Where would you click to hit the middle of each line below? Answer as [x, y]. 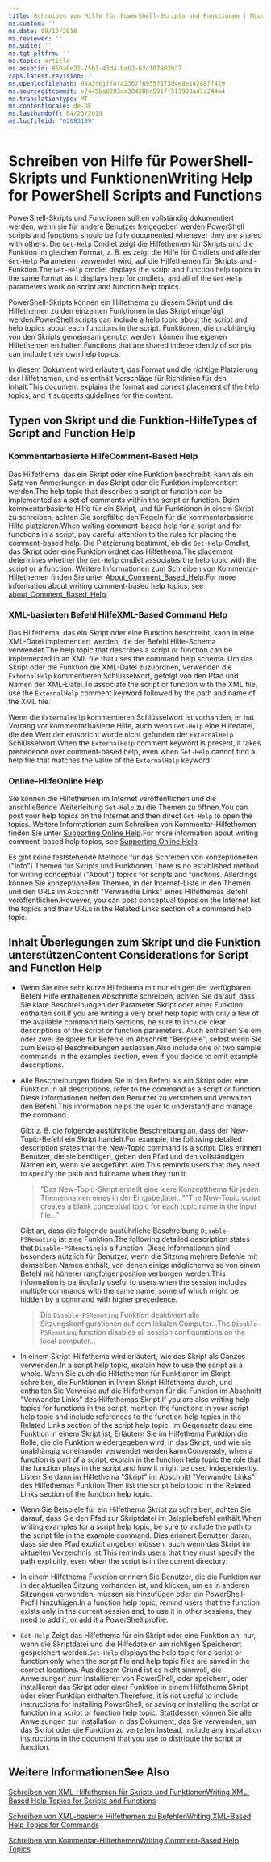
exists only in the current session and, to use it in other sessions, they [136, 1611]
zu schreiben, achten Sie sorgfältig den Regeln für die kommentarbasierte [131, 517]
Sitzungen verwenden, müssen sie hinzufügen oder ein [112, 1594]
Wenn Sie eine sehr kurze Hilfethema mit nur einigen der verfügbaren [135, 987]
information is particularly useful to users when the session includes [133, 1281]
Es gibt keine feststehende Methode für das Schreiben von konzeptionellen [133, 857]
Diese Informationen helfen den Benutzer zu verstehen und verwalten [135, 1097]
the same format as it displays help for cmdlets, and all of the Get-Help [125, 278]
